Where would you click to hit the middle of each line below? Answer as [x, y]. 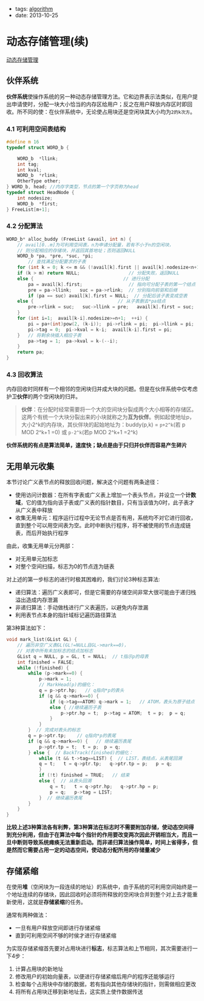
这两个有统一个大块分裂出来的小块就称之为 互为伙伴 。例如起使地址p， [108, 417]
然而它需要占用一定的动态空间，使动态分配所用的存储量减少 [86, 850]
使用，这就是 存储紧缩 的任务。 [49, 902]
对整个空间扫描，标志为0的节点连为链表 [65, 566]
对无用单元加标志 [36, 559]
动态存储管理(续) [48, 42]
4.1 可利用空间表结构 [36, 129]
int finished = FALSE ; [46, 662]
